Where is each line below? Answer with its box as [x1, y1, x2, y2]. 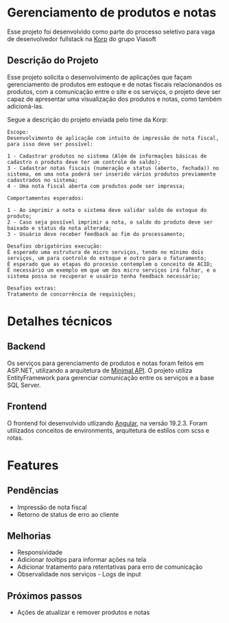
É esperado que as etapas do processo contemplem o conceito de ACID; [7, 261, 213, 268]
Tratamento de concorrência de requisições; [7, 290, 136, 298]
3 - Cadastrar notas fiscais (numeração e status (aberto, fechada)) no [7, 165, 219, 172]
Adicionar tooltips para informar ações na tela [16, 556, 147, 564]
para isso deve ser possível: [7, 141, 94, 148]
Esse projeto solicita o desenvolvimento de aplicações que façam [7, 73, 192, 81]
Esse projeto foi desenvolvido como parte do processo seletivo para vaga [7, 27, 215, 36]
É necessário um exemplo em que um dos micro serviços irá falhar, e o [7, 266, 216, 274]
